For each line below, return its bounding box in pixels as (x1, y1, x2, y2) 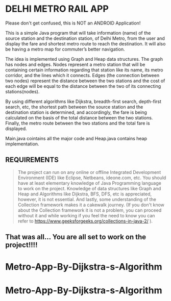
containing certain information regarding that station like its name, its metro (5, 67, 163, 73)
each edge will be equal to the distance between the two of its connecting (5, 83, 161, 89)
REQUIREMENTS (5, 156, 59, 164)
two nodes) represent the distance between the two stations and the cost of (5, 78, 165, 84)
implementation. (5, 141, 39, 147)
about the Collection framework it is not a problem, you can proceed (17, 207, 162, 213)
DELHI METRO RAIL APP (5, 3, 109, 15)
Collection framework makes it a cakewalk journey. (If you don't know (17, 202, 165, 208)
